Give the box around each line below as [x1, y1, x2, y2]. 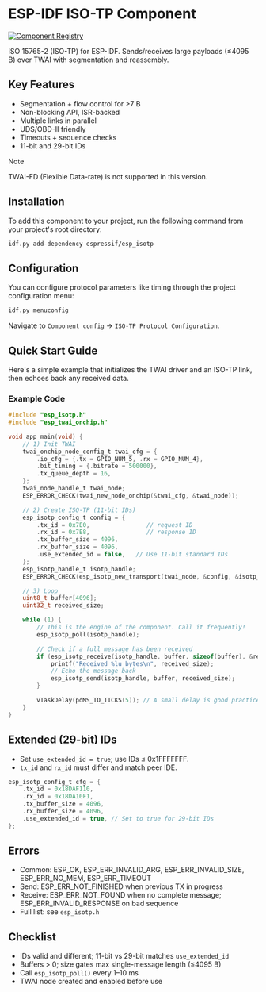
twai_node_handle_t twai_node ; [22, 485, 126, 493]
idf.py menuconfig [8, 306, 69, 314]
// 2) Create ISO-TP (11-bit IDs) [22, 506, 136, 514]
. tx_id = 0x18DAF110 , [22, 785, 93, 794]
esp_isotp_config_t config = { [22, 513, 126, 521]
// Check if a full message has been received [36, 644, 193, 653]
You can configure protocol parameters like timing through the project [8, 283, 236, 292]
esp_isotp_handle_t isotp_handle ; [22, 565, 136, 573]
